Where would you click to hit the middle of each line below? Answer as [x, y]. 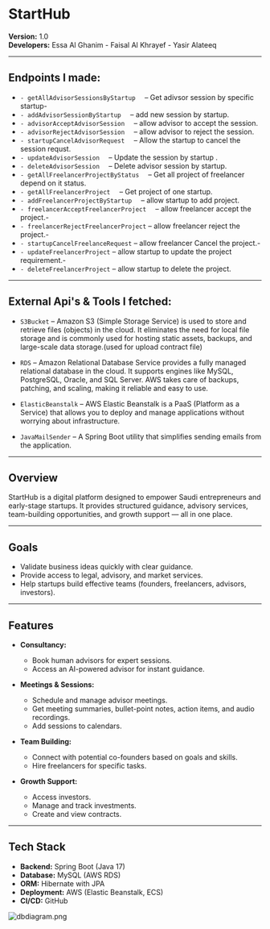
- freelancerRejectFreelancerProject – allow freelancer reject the [130, 226]
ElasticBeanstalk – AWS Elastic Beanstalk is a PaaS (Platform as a [129, 403]
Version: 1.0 [29, 36]
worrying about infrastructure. [70, 421]
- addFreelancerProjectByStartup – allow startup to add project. [129, 200]
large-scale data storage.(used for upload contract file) [111, 347]
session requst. [45, 148]
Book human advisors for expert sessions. [102, 660]
